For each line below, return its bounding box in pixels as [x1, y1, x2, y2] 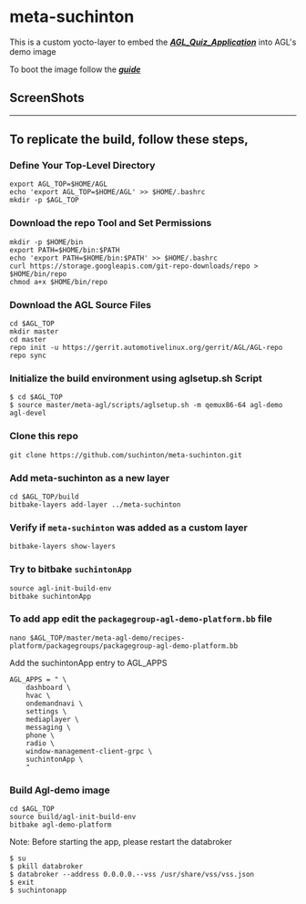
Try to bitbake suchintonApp [9, 563, 132, 576]
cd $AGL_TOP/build [9, 492, 79, 501]
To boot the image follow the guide [9, 64, 141, 75]
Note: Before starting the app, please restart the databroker [9, 837, 232, 847]
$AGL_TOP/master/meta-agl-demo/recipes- [29, 633, 185, 642]
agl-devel [9, 408, 47, 418]
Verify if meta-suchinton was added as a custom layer [9, 521, 248, 534]
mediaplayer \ [25, 714, 79, 724]
